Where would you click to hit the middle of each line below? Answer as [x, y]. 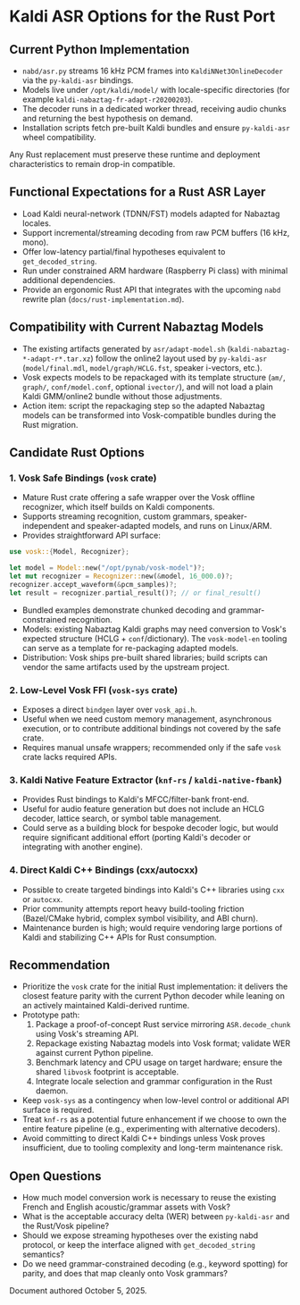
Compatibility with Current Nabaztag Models [137, 327]
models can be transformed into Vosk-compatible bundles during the [149, 415]
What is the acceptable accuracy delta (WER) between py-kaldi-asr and [156, 1217]
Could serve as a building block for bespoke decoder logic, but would [150, 828]
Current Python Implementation [100, 50]
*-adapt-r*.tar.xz [56, 359]
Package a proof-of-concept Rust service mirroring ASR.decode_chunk [163, 1025]
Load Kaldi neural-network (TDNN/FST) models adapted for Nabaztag [151, 213]
